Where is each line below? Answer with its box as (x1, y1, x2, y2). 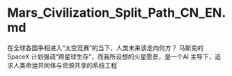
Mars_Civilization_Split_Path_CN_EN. (7, 5, 226, 21)
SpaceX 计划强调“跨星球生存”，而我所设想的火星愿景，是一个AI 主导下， (7, 52, 215, 61)
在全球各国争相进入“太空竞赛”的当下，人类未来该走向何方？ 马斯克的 (7, 43, 204, 52)
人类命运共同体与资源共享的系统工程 (13, 61, 117, 69)
